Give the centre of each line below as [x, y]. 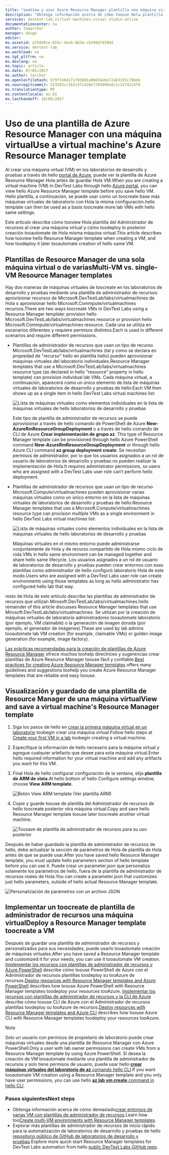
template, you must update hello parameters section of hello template [77, 860]
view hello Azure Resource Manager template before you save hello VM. [80, 191]
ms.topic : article [24, 66]
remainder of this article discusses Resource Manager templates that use [81, 607]
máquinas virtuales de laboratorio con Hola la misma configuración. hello [80, 202]
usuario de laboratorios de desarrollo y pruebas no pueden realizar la [84, 461]
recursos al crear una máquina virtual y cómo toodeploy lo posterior [75, 227]
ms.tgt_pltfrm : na [24, 57]
